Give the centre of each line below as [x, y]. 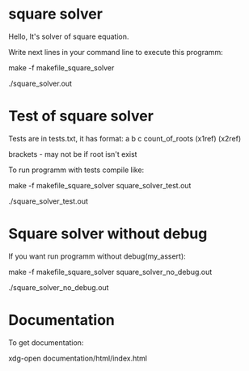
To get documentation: [46, 342]
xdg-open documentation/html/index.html [78, 358]
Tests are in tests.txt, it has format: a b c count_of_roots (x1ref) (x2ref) [125, 138]
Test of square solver [81, 116]
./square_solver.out [40, 83]
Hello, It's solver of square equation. [69, 36]
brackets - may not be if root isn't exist [73, 154]
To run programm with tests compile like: [76, 170]
